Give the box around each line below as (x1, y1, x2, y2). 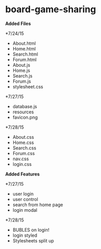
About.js (12, 62, 30, 68)
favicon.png (12, 114, 38, 120)
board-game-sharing (5, 4, 96, 15)
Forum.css (12, 150, 35, 156)
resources (12, 109, 34, 115)
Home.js (12, 67, 30, 73)
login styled (12, 232, 38, 238)
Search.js (12, 72, 33, 79)
